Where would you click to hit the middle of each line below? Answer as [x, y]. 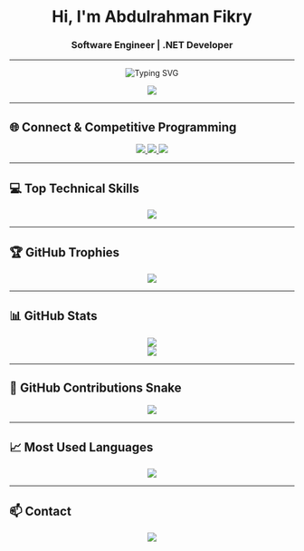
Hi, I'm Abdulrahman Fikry [152, 17]
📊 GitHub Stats [53, 316]
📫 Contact [41, 511]
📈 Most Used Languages [81, 447]
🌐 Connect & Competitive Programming [123, 127]
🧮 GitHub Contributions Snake [96, 388]
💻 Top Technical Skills [75, 188]
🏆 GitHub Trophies [65, 252]
